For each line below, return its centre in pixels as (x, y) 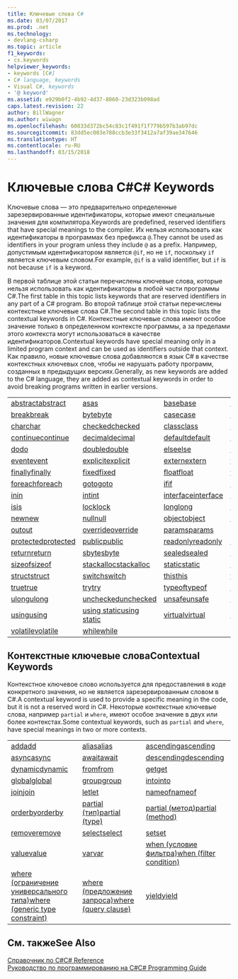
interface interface (193, 495)
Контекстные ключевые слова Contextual (104, 656)
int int (91, 495)
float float (178, 472)
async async (31, 757)
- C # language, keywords (44, 80)
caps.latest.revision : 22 (45, 106)
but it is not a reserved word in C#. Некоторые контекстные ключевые (112, 707)
